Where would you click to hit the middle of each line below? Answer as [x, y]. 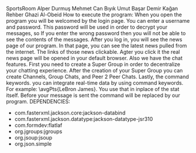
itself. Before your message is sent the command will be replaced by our [93, 95]
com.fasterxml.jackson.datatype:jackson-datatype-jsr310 [84, 119]
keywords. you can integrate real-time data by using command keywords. [95, 83]
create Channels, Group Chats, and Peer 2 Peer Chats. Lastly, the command [97, 76]
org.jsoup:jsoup [33, 138]
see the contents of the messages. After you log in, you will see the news [94, 39]
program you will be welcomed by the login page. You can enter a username [98, 21]
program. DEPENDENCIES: [38, 101]
